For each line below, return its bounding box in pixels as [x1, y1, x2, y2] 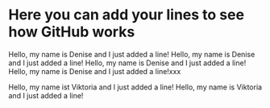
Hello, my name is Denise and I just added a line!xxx [8, 66, 181, 76]
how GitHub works [8, 23, 135, 41]
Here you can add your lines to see [8, 6, 244, 24]
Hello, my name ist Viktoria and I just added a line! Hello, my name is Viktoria [8, 82, 263, 92]
